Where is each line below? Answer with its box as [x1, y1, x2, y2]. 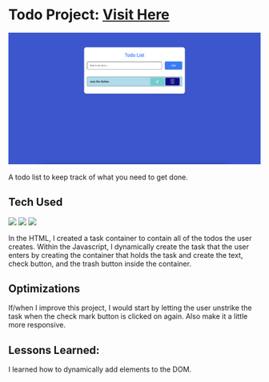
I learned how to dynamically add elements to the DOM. [8, 364, 192, 374]
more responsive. [8, 320, 66, 330]
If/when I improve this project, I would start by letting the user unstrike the [8, 303, 252, 313]
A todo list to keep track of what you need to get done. [8, 172, 188, 182]
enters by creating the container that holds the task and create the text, [8, 250, 243, 259]
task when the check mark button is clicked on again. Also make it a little [8, 312, 248, 321]
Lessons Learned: [8, 343, 100, 357]
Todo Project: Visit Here [8, 6, 170, 24]
